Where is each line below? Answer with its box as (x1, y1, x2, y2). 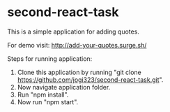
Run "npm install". (17, 90, 69, 99)
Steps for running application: (7, 54, 93, 63)
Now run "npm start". (17, 97, 79, 106)
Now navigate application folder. (17, 83, 111, 91)
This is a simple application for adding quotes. (7, 27, 139, 36)
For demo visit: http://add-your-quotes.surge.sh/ (7, 41, 147, 49)
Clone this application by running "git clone (17, 68, 141, 76)
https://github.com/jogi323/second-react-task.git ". (17, 75, 164, 84)
